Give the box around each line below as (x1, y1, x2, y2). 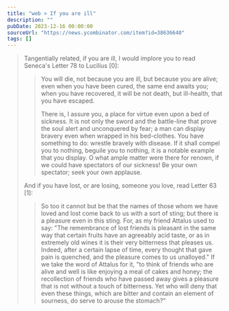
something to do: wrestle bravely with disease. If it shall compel (40, 139, 220, 147)
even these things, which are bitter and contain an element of (40, 289, 214, 298)
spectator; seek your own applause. (40, 169, 142, 177)
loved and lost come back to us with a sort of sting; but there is (40, 210, 219, 218)
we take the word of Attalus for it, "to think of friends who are (40, 260, 214, 269)
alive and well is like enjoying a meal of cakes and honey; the (40, 268, 213, 276)
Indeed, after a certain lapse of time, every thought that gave (40, 246, 213, 254)
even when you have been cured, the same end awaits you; (40, 82, 208, 90)
